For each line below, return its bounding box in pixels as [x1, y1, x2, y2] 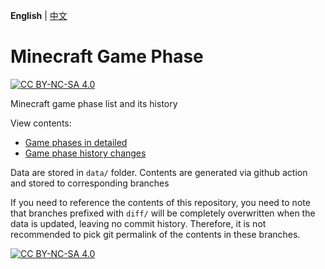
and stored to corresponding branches [10, 177, 170, 189]
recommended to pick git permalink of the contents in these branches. [10, 228, 301, 240]
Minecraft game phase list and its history [10, 97, 178, 109]
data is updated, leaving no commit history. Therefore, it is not [10, 217, 267, 229]
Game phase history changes [24, 147, 147, 159]
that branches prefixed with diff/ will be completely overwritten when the [10, 207, 316, 219]
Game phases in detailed [24, 136, 128, 148]
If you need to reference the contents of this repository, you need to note [10, 196, 311, 208]
